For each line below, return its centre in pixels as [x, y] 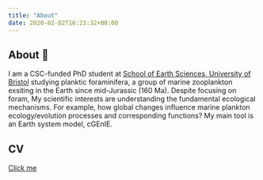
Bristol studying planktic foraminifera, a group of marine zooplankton [120, 82]
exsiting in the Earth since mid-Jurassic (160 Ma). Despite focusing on [122, 91]
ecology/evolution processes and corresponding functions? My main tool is [131, 116]
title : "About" [33, 15]
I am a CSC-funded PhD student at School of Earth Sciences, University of [130, 74]
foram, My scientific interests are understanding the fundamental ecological [132, 99]
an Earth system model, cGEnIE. [61, 124]
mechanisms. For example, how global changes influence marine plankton [130, 107]
